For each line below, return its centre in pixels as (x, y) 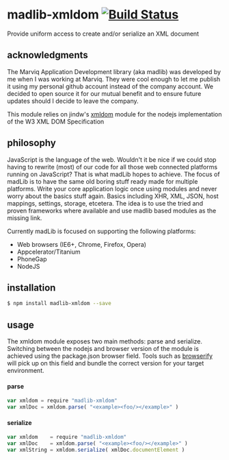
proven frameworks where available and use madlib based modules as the (112, 210)
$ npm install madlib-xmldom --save (59, 304)
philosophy (31, 143)
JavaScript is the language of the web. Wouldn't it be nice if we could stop (112, 159)
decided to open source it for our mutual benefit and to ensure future (104, 93)
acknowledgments (48, 55)
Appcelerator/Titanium (49, 252)
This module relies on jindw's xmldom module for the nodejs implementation (114, 114)
